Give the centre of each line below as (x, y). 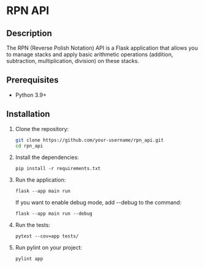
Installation (28, 114)
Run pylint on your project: (49, 248)
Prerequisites (32, 80)
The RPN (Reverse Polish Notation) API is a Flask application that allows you (102, 48)
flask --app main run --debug (54, 214)
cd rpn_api (29, 146)
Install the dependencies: (47, 157)
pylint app (29, 259)
